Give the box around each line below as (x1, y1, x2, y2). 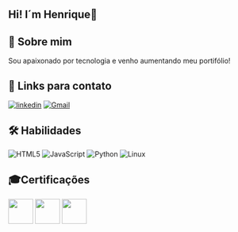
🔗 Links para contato (8, 79, 113, 92)
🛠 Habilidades (8, 124, 82, 137)
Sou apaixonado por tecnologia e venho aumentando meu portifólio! (8, 56, 231, 66)
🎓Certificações (8, 173, 90, 187)
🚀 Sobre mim (8, 35, 73, 48)
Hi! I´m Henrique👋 (8, 8, 98, 21)
